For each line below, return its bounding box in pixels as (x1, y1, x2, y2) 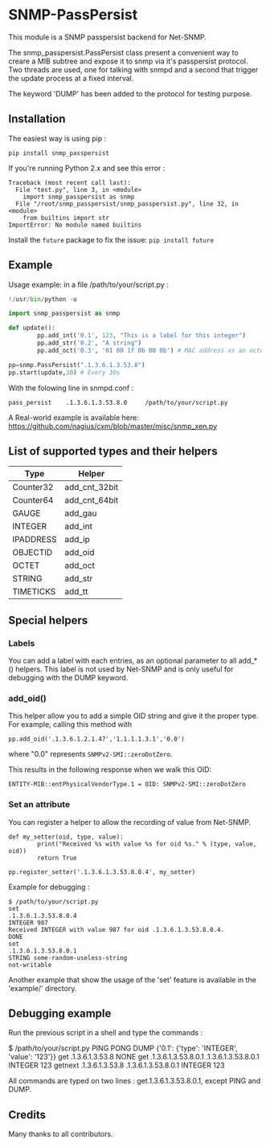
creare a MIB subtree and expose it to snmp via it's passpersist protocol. (8, 56, 248, 66)
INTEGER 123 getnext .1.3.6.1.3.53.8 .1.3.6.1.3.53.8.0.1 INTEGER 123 (8, 1060, 225, 1070)
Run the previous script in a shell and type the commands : (8, 1028, 203, 1038)
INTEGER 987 (8, 918, 48, 927)
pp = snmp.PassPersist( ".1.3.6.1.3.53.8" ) (8, 361, 146, 369)
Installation (8, 112, 66, 126)
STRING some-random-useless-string (8, 953, 128, 961)
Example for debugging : (8, 882, 90, 892)
